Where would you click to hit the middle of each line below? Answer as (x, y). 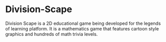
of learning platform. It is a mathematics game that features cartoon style (82, 28)
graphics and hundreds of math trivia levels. (52, 34)
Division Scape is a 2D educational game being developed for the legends (83, 23)
